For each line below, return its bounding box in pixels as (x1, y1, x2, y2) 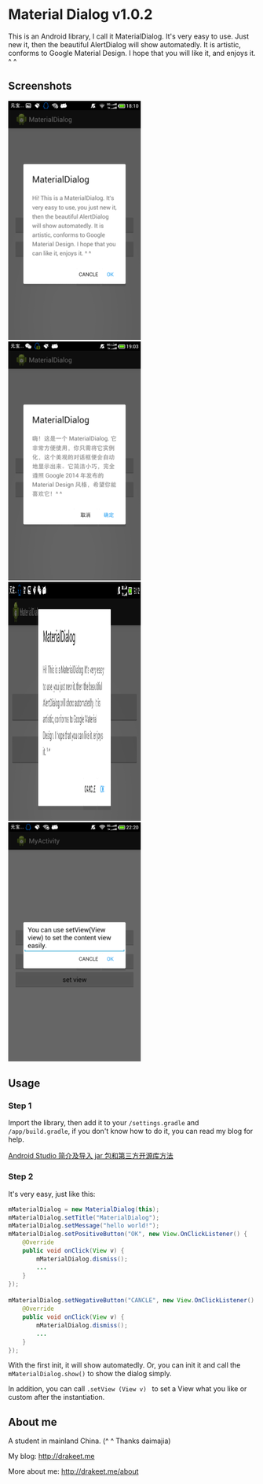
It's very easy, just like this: (8, 1189, 96, 1198)
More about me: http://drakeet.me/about (8, 1467, 139, 1476)
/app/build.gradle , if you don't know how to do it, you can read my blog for (8, 1127, 254, 1136)
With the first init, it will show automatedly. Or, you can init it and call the (8, 1360, 241, 1370)
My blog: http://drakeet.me (8, 1452, 96, 1461)
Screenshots (8, 79, 72, 93)
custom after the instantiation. (8, 1393, 105, 1402)
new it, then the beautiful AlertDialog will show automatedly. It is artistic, (8, 39, 242, 49)
